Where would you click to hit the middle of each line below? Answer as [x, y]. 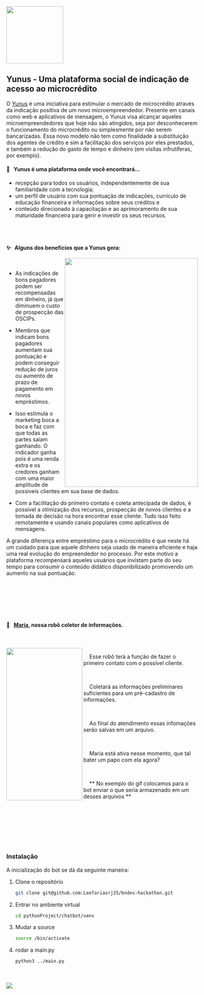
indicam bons [32, 337]
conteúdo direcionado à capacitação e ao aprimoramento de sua [96, 209]
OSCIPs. [25, 319]
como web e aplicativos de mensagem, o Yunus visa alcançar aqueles [94, 116]
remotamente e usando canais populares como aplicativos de [92, 522]
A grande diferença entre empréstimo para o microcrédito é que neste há [98, 541]
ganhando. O [31, 446]
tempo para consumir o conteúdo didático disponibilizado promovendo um [100, 567]
